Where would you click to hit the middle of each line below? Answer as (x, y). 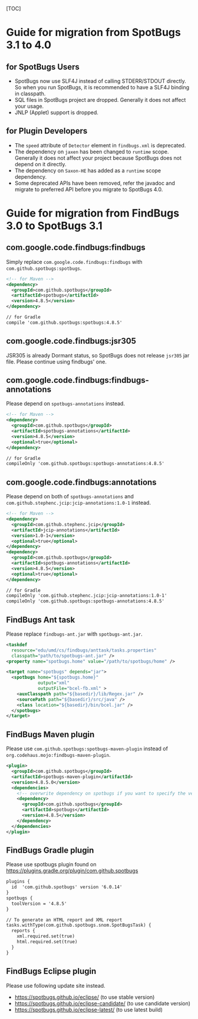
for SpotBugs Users (43, 67)
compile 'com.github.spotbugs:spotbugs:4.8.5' (64, 323)
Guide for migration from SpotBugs (93, 33)
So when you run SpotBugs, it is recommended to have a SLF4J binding (102, 87)
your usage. (29, 106)
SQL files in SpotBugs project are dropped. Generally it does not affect (100, 100)
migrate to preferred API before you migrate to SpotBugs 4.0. (89, 189)
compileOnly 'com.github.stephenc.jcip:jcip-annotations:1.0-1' (87, 596)
